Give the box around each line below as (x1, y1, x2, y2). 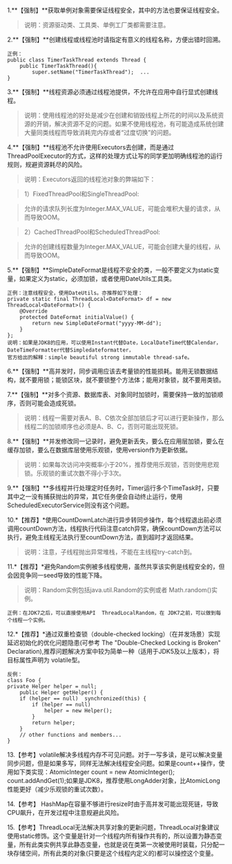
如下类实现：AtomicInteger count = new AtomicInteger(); (12, 768, 175, 776)
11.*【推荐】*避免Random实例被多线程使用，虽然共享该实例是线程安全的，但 (7, 562, 225, 571)
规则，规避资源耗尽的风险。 (7, 160, 86, 168)
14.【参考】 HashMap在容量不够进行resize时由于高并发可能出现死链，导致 (7, 800, 219, 808)
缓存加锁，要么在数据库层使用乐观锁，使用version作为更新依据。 (7, 445, 192, 454)
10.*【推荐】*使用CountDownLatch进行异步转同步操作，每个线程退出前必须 (7, 516, 222, 524)
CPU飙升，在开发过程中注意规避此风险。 (7, 809, 123, 816)
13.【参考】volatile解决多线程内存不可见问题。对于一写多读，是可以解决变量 (7, 751, 223, 759)
